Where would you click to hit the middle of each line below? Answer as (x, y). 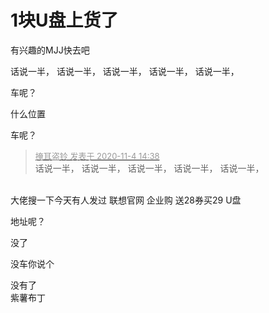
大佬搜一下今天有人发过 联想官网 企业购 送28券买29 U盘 (126, 200)
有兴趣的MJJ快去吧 (50, 50)
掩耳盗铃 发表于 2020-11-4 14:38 (97, 155)
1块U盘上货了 (64, 20)
